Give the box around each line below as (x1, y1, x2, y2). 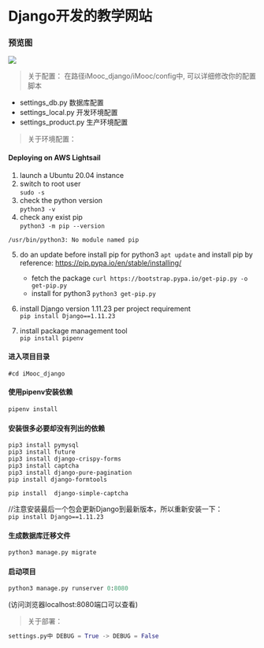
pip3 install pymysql (8, 442, 80, 450)
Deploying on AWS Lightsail (8, 153, 101, 162)
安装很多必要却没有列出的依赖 (8, 423, 105, 433)
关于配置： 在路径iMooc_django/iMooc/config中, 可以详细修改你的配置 (27, 72, 256, 81)
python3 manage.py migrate (8, 549, 97, 557)
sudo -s (19, 188, 45, 197)
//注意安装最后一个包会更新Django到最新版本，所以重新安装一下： (8, 505, 223, 514)
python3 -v (19, 206, 56, 213)
